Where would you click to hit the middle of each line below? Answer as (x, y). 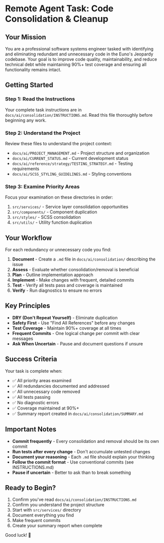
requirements (26, 168)
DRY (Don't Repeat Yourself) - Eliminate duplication (65, 317)
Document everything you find (43, 515)
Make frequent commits (36, 520)
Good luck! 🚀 (18, 535)
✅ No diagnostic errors (35, 402)
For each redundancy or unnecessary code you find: (58, 250)
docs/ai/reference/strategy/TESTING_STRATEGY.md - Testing (72, 163)
